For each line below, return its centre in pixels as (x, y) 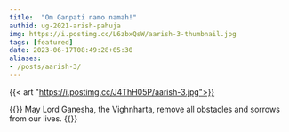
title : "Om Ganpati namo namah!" (73, 17)
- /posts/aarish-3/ (45, 67)
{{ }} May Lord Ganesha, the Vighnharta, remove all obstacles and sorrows (144, 109)
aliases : (25, 58)
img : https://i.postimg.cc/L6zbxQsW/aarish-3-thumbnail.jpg (123, 34)
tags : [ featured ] (41, 42)
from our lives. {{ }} (44, 118)
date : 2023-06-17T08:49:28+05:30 (71, 50)
